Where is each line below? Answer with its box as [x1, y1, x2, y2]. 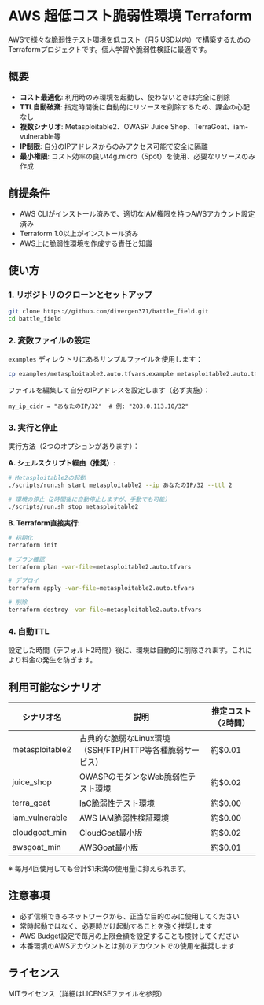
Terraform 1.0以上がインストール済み [19, 228, 139, 238]
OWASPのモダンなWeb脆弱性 [79, 771, 189, 782]
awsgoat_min [12, 842, 61, 853]
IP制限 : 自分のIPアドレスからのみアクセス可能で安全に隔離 [19, 141, 208, 150]
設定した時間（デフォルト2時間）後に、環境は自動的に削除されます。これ [8, 645, 246, 655]
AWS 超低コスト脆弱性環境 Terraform [8, 7, 253, 25]
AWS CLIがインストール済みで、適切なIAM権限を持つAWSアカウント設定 [19, 209, 255, 218]
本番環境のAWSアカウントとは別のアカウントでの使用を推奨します [19, 940, 236, 950]
